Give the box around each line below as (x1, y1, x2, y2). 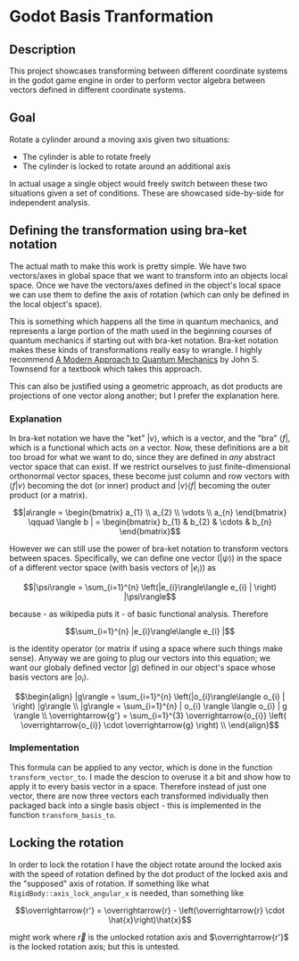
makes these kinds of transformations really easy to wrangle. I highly (9, 344, 262, 355)
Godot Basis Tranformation (9, 6, 214, 27)
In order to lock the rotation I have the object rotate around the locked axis (9, 859, 283, 870)
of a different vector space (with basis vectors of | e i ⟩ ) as (9, 562, 217, 575)
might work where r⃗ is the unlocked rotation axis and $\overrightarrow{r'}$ (9, 932, 289, 942)
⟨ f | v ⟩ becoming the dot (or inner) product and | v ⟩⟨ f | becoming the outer (9, 480, 271, 490)
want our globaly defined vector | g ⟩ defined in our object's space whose (9, 662, 276, 673)
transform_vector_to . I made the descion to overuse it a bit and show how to (9, 771, 291, 782)
